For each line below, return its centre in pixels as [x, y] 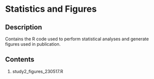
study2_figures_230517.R [38, 71]
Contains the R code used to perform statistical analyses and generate [77, 39]
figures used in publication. [33, 44]
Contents [20, 60]
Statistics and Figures [51, 9]
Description [24, 27]
